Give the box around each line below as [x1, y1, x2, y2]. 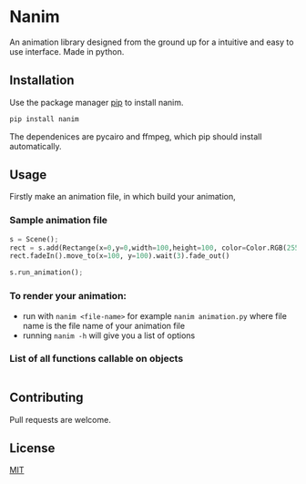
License [9, 440, 56, 457]
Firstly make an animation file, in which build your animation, [9, 191, 237, 202]
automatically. [9, 140, 62, 151]
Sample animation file [9, 214, 107, 227]
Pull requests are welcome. [9, 414, 111, 425]
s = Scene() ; [9, 234, 59, 243]
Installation [9, 73, 75, 88]
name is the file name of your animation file [22, 320, 185, 331]
